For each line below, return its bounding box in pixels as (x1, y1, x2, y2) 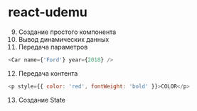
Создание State (18, 95, 66, 104)
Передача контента (18, 69, 78, 78)
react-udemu (8, 4, 88, 21)
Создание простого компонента (18, 28, 117, 36)
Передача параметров (18, 42, 88, 51)
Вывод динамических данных (18, 35, 110, 43)
